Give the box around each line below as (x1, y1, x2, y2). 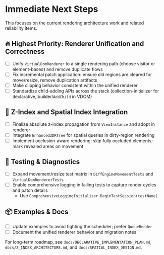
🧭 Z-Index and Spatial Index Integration (5, 108, 128, 116)
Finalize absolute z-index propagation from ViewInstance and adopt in (12, 121, 155, 127)
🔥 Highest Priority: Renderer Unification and (5, 40, 144, 48)
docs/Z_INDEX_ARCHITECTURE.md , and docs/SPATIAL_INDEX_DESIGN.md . (5, 244, 142, 250)
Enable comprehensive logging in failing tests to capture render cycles (12, 181, 157, 187)
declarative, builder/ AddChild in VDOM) (12, 93, 92, 99)
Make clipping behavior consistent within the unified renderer (12, 82, 138, 88)
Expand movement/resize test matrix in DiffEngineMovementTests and (12, 170, 154, 177)
